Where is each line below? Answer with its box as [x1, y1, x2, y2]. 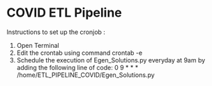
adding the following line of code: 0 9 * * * [16, 63, 139, 71]
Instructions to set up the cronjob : [6, 28, 106, 36]
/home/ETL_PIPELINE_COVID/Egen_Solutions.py [16, 71, 155, 79]
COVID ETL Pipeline [6, 5, 123, 21]
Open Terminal [16, 41, 60, 49]
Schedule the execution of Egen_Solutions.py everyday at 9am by [16, 55, 206, 64]
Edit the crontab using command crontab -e [16, 49, 143, 57]
